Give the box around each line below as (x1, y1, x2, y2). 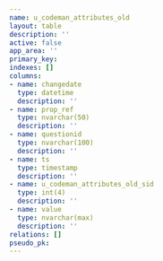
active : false (9, 38, 63, 48)
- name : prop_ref (9, 105, 74, 114)
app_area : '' (9, 47, 58, 56)
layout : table (9, 22, 63, 30)
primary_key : (9, 55, 58, 64)
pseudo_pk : (9, 239, 50, 248)
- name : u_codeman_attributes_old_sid (9, 180, 154, 189)
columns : (9, 72, 42, 81)
